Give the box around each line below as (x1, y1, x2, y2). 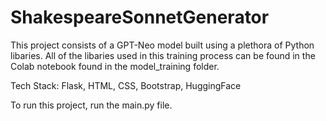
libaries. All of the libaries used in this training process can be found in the (10, 49, 316, 61)
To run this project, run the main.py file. (10, 99, 173, 111)
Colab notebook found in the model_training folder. (10, 60, 220, 72)
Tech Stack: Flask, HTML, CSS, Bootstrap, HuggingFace (10, 79, 242, 91)
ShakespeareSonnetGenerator (10, 6, 270, 29)
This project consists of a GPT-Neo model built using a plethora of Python (10, 39, 315, 51)
